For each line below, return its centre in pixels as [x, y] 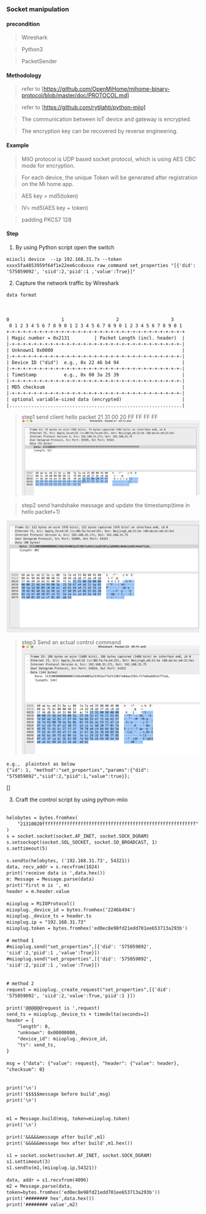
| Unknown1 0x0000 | [96, 350]
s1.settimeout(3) [29, 1161]
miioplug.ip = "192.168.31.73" [46, 922]
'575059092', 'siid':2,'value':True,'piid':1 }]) [71, 996]
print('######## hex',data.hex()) [51, 1198]
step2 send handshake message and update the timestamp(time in [105, 505]
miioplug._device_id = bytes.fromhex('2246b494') [71, 910]
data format [21, 295]
